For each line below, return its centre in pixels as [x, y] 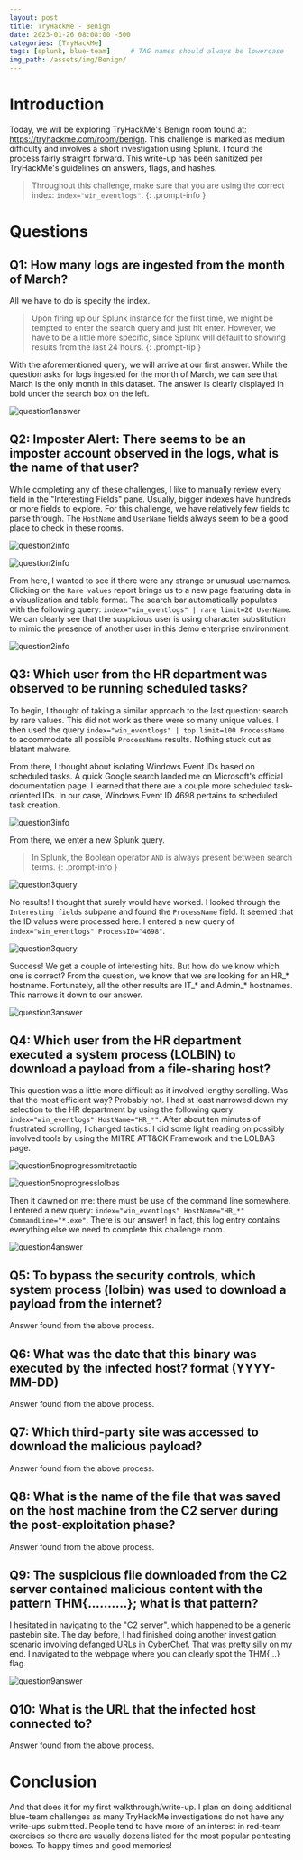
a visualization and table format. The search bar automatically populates [143, 600]
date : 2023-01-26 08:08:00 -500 [70, 34]
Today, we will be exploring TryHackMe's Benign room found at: [129, 129]
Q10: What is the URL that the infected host [133, 1709]
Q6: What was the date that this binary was [133, 1354]
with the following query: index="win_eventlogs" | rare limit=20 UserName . [151, 609]
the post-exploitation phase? [92, 1525]
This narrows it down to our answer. [76, 995]
